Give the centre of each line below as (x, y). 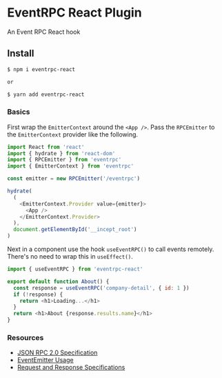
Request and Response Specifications (71, 368)
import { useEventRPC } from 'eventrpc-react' (75, 269)
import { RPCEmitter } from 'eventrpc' (64, 160)
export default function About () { (58, 281)
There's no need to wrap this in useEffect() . (70, 257)
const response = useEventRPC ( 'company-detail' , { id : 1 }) (101, 288)
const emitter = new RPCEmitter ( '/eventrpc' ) (73, 179)
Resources (26, 337)
